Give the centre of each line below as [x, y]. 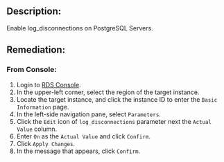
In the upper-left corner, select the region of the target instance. [108, 92]
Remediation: [36, 50]
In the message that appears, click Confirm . [78, 151]
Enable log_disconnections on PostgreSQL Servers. [80, 28]
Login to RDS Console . [49, 84]
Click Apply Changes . [46, 143]
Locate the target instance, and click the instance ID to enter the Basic [117, 99]
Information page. [43, 107]
